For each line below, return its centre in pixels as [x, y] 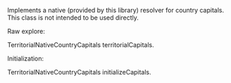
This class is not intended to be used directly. [73, 18]
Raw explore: [26, 31]
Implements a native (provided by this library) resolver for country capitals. [116, 10]
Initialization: [26, 58]
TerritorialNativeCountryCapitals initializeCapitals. [79, 72]
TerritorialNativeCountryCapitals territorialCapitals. [81, 45]
